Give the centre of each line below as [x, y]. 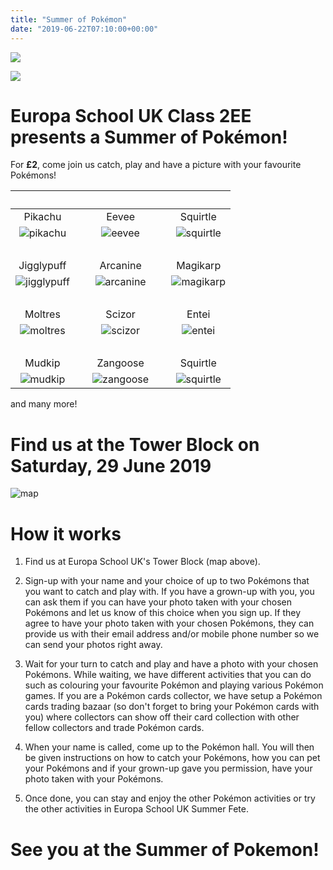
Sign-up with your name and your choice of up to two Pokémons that [167, 581]
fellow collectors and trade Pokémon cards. [114, 728]
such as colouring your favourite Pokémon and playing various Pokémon [174, 685]
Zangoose [120, 363]
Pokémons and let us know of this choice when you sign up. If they [163, 613]
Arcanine [120, 266]
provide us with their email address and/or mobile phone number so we [172, 634]
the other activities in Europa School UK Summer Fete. [136, 809]
